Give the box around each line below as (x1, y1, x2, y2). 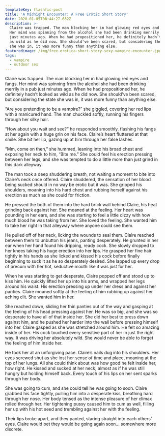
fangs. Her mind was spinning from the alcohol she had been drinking (5, 81, 146, 87)
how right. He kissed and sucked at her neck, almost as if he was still (5, 365, 145, 372)
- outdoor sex (9, 62, 38, 67)
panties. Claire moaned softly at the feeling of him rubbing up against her (5, 289, 153, 295)
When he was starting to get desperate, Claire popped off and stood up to (5, 273, 155, 279)
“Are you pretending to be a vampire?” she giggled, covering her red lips (5, 106, 151, 112)
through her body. (5, 376, 42, 382)
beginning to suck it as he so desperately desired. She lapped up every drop (5, 258, 160, 264)
